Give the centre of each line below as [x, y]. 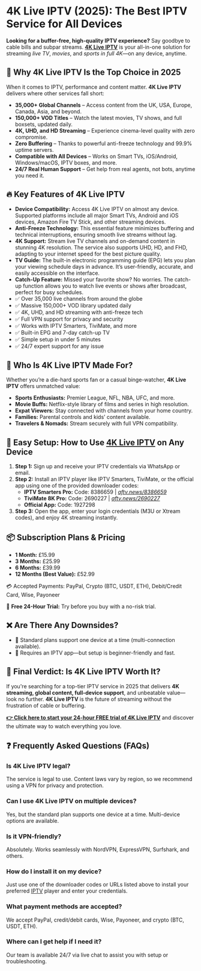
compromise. [31, 137]
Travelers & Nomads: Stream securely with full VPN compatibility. [96, 424]
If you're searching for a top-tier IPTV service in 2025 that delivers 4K [93, 686]
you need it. [30, 175]
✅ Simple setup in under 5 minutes [58, 339]
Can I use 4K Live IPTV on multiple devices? [71, 801]
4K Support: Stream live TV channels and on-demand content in [95, 241]
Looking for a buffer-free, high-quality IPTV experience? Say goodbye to [98, 40]
